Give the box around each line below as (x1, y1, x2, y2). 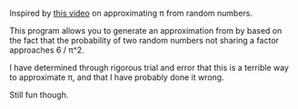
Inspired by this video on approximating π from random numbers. (9, 8, 253, 18)
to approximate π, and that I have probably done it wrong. (9, 72, 224, 83)
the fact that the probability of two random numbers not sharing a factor (9, 35, 280, 45)
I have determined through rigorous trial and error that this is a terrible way (9, 63, 289, 73)
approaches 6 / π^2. (9, 45, 84, 55)
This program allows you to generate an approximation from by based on (9, 25, 283, 35)
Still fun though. (9, 90, 69, 100)
